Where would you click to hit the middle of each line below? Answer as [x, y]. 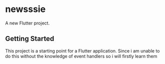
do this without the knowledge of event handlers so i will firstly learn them [81, 56]
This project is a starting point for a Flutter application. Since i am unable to [82, 50]
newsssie [25, 9]
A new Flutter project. [27, 23]
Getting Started [30, 39]
